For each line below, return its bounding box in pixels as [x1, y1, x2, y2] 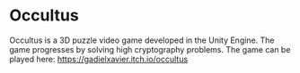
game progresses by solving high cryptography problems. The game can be [9, 44, 291, 54]
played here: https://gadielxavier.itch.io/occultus [9, 53, 189, 64]
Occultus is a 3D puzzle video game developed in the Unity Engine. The [9, 35, 275, 45]
